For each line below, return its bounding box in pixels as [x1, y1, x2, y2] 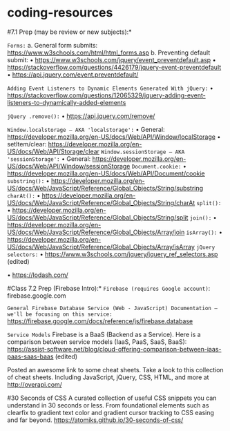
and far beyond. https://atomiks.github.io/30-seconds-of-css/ [7, 416, 184, 424]
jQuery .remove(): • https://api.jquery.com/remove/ [7, 112, 155, 120]
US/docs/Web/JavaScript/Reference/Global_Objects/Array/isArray [7, 242, 195, 251]
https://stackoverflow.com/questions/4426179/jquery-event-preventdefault [7, 63, 222, 71]
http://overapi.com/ [7, 380, 62, 388]
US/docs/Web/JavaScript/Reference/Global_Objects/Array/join [7, 228, 185, 236]
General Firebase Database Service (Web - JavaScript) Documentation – [7, 305, 218, 312]
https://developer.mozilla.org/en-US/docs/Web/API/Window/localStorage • [7, 133, 221, 141]
